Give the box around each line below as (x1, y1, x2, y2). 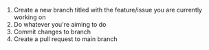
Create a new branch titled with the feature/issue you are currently (13, 6, 203, 14)
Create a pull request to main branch (13, 35, 118, 43)
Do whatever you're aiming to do (13, 21, 107, 28)
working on (13, 13, 46, 21)
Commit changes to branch (13, 27, 91, 36)
